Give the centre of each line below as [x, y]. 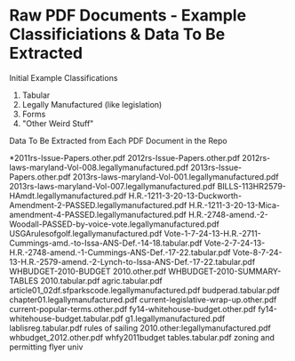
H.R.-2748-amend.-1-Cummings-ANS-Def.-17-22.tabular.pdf [120, 252]
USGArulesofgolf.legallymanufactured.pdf [86, 233]
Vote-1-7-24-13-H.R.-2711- [213, 233]
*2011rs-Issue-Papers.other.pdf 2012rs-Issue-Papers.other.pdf [125, 157]
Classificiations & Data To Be [117, 34]
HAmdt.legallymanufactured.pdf [68, 196]
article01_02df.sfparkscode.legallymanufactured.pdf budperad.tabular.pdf [144, 290]
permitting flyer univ [46, 347]
